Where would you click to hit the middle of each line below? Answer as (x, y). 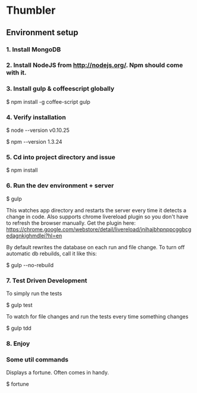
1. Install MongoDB (34, 49)
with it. (16, 73)
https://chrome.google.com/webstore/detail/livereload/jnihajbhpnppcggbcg (99, 229)
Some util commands (37, 360)
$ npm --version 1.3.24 (34, 142)
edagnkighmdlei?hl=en (34, 236)
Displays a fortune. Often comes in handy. (57, 373)
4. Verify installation (36, 117)
